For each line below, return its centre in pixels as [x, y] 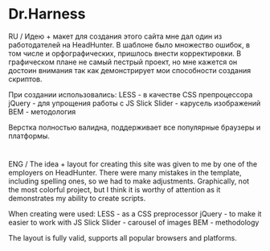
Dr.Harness [47, 14]
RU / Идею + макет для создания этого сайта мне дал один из [115, 36]
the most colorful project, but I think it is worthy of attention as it [115, 190]
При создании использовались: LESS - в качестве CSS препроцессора [131, 94]
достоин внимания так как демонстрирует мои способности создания [130, 70]
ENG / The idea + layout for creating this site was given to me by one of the [133, 164]
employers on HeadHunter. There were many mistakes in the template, [125, 173]
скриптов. [25, 79]
